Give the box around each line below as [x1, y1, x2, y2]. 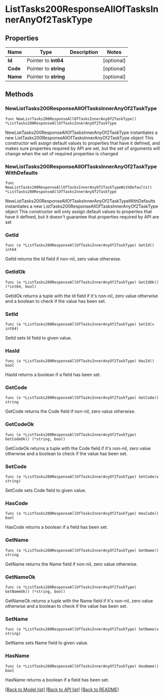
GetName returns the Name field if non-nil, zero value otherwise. [5, 561, 138, 567]
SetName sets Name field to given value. [5, 640, 88, 646]
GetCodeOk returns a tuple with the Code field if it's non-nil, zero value [5, 445, 151, 451]
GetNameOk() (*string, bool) [5, 589, 66, 594]
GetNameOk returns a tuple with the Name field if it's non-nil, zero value [5, 597, 153, 603]
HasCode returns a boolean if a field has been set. [5, 524, 108, 530]
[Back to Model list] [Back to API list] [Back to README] [5, 686, 119, 693]
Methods [5, 90, 34, 99]
